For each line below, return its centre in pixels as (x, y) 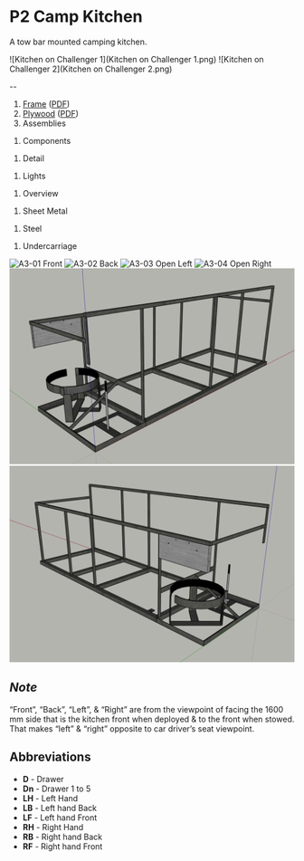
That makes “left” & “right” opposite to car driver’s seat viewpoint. (132, 728)
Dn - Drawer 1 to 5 (57, 789)
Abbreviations (50, 757)
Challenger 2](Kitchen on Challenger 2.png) (91, 69)
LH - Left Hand (50, 798)
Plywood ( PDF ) (51, 113)
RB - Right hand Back (62, 837)
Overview (40, 193)
